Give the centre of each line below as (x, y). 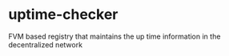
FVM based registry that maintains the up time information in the (114, 36)
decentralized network (45, 44)
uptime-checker (63, 15)
